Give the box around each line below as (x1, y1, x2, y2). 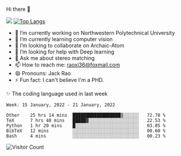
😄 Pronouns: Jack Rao (14, 70, 71, 77)
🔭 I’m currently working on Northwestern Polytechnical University (14, 30, 175, 36)
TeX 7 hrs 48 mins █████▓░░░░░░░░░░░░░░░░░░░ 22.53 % (6, 117, 166, 123)
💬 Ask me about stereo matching (14, 55, 95, 62)
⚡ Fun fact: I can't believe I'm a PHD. (14, 77, 104, 83)
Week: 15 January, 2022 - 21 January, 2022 (6, 102, 116, 108)
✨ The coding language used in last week (6, 90, 108, 97)
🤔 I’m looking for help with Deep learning (14, 48, 115, 55)
